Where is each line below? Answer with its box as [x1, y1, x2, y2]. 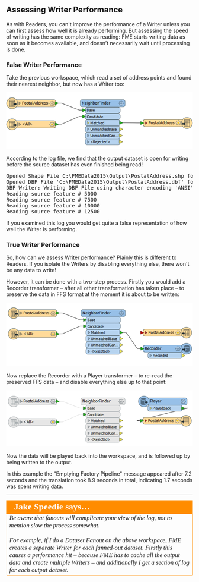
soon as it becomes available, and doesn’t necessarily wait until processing [6, 39, 190, 46]
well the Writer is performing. [6, 225, 78, 232]
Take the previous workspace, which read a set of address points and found [6, 74, 192, 81]
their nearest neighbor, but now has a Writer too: [6, 80, 124, 88]
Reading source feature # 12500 [6, 208, 100, 215]
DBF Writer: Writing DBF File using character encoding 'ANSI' [6, 184, 194, 191]
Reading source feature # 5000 [6, 190, 97, 197]
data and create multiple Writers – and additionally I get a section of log [9, 559, 190, 567]
